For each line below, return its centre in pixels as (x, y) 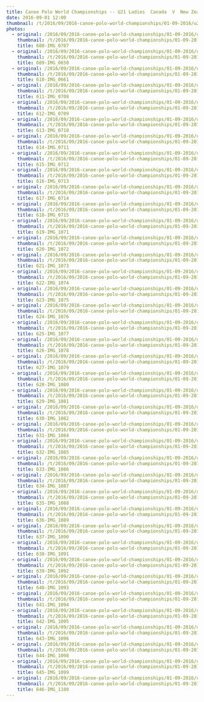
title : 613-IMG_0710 (43, 131)
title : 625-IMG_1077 (43, 334)
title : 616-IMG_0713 (43, 182)
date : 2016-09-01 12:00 (36, 18)
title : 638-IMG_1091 (43, 554)
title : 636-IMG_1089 (43, 520)
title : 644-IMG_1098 (43, 656)
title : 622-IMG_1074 (43, 283)
